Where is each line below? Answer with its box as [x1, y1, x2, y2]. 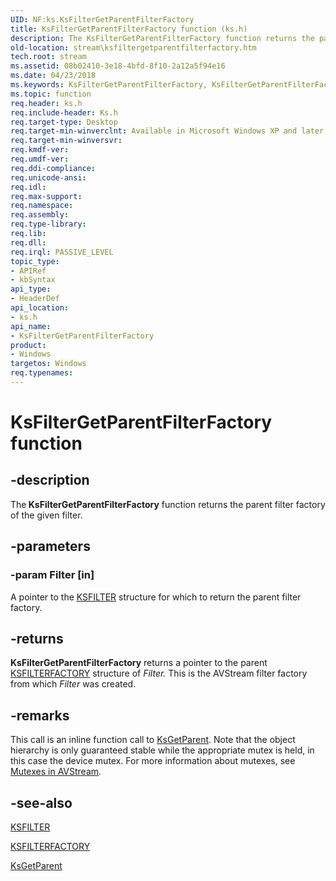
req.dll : [10, 237, 47, 248]
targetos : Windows [10, 359, 87, 369]
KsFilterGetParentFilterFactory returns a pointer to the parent [10, 657, 268, 669]
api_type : [10, 284, 52, 295]
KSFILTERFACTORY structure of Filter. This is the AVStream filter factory [10, 667, 308, 680]
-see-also [10, 794, 73, 811]
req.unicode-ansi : [10, 172, 87, 183]
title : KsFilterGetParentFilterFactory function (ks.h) [10, 24, 248, 34]
